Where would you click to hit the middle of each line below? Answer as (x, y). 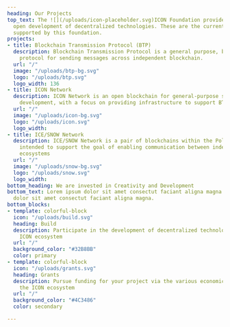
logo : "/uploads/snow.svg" (52, 173)
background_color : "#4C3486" (55, 300)
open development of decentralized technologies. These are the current (119, 26)
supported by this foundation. (58, 33)
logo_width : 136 (36, 84)
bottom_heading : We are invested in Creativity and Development (101, 186)
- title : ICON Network (39, 90)
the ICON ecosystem (47, 288)
